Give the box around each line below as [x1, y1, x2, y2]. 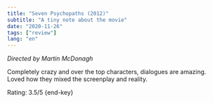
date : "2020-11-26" [7, 23, 63, 30]
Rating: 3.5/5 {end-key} [7, 89, 74, 97]
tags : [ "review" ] [7, 29, 57, 36]
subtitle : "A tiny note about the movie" [7, 16, 128, 23]
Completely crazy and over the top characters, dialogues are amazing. [7, 68, 207, 76]
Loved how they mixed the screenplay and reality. [7, 75, 148, 83]
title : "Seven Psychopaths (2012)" [7, 10, 109, 17]
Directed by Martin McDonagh [7, 54, 93, 62]
